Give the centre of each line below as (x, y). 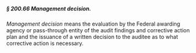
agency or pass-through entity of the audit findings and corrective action (98, 30)
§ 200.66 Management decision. (49, 9)
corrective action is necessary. (45, 43)
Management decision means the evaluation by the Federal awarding (93, 24)
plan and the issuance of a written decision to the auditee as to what (92, 37)
